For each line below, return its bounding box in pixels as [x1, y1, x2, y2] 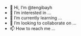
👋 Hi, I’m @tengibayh [9, 5, 53, 10]
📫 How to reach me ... [9, 26, 55, 31]
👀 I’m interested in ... [9, 10, 52, 16]
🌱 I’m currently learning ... [9, 15, 62, 20]
